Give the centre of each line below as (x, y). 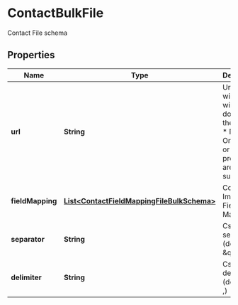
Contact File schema (38, 33)
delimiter (26, 277)
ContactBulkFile (56, 13)
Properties (31, 55)
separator (28, 239)
